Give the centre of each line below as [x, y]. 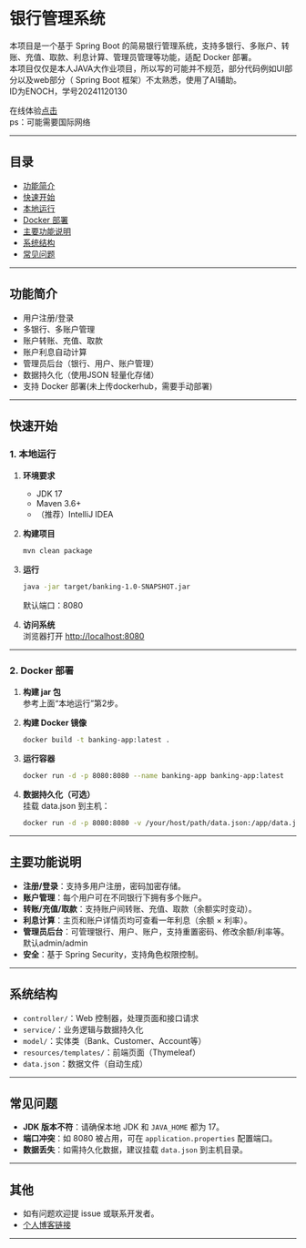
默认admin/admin [55, 943]
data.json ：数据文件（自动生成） [85, 1063]
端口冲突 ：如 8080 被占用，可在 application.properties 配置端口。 [150, 1139]
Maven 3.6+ [59, 504]
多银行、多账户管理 [59, 329]
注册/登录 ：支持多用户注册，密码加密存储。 [104, 885]
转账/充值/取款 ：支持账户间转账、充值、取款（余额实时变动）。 [139, 908]
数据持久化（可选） [59, 794]
